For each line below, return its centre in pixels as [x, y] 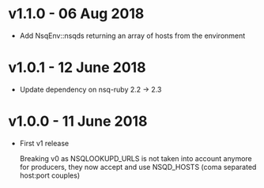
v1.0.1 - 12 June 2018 [77, 68]
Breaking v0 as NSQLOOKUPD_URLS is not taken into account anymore [136, 158]
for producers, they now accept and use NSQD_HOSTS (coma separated [138, 167]
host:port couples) [50, 175]
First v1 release [44, 143]
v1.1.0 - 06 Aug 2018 [76, 14]
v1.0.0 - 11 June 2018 [78, 121]
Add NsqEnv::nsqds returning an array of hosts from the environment [132, 36]
